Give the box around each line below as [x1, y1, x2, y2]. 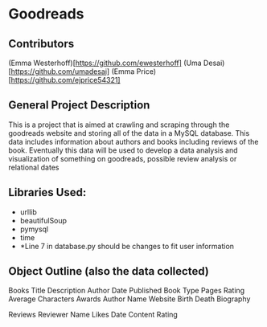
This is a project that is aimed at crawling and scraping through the [8, 120, 230, 129]
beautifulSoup [19, 215, 67, 225]
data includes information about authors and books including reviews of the [8, 137, 259, 146]
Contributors [8, 37, 75, 51]
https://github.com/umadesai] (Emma [10, 67, 135, 76]
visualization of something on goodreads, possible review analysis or [8, 153, 237, 163]
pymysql [19, 224, 49, 234]
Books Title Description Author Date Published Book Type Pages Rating [8, 286, 245, 296]
